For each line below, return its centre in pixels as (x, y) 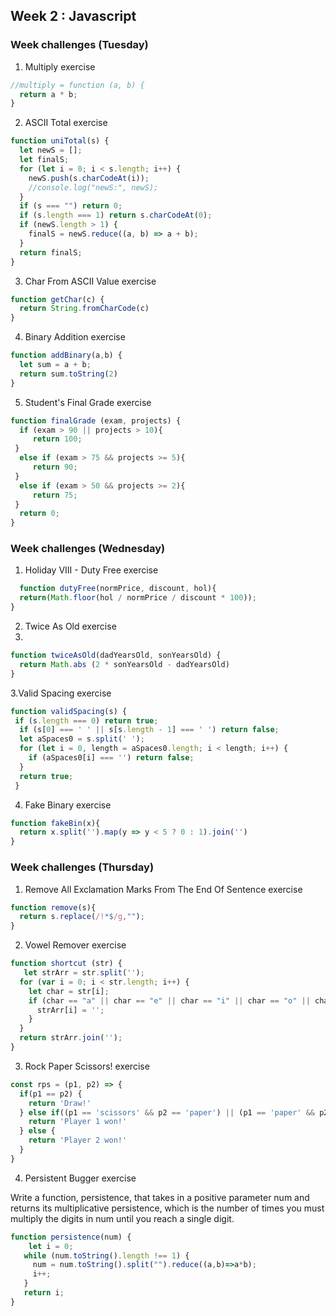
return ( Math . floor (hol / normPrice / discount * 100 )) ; (138, 598)
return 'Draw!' (60, 1103)
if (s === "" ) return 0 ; (71, 206)
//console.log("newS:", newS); (93, 187)
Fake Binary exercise (68, 805)
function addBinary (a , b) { (66, 355)
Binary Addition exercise (75, 337)
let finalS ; (44, 160)
